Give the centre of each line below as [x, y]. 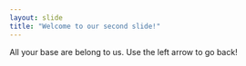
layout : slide [36, 18]
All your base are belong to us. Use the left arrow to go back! [124, 52]
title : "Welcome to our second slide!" [85, 26]
